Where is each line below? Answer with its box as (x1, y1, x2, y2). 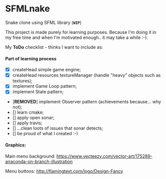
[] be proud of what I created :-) (12, 131, 78, 137)
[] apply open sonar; (12, 115, 54, 121)
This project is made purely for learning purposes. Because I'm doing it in (5, 29, 156, 35)
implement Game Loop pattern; (12, 83, 77, 89)
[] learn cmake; (12, 109, 44, 115)
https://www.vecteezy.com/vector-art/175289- (56, 153, 152, 159)
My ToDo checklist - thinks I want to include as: (5, 44, 103, 50)
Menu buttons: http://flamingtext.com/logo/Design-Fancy (5, 168, 123, 174)
